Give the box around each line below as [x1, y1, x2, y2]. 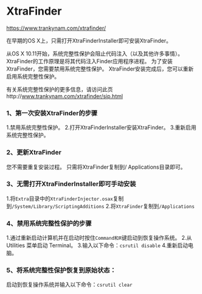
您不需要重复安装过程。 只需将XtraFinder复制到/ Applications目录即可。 [6, 163, 186, 170]
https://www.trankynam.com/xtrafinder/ [6, 24, 106, 32]
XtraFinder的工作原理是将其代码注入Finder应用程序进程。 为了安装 [6, 57, 173, 65]
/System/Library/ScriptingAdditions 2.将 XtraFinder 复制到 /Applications [12, 202, 195, 209]
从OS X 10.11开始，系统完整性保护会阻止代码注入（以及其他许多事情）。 [6, 50, 184, 57]
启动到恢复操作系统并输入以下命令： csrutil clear [6, 281, 133, 289]
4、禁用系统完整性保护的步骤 [6, 219, 92, 228]
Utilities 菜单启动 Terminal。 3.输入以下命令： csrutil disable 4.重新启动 [6, 242, 189, 249]
